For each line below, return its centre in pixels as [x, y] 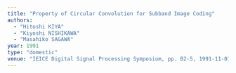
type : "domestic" [33, 53]
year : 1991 [23, 46]
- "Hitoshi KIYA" [39, 26]
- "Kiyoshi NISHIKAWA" [47, 33]
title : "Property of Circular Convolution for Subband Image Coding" [111, 14]
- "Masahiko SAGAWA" [44, 40]
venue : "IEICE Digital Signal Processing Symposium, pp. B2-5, [102, 59]
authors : [20, 20]
